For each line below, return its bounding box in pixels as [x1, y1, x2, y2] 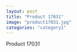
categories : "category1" [6, 24, 66, 31]
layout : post [6, 8, 38, 14]
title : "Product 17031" [6, 14, 64, 20]
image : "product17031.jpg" [6, 19, 72, 25]
